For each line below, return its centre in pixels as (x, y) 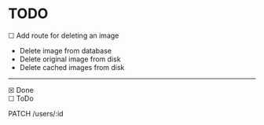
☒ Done (21, 90)
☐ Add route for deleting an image (64, 35)
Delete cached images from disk (72, 67)
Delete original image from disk (70, 59)
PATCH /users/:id (36, 113)
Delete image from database (66, 50)
